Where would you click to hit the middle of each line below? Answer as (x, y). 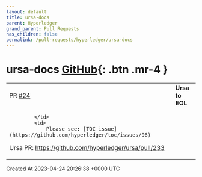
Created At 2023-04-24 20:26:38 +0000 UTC (63, 169)
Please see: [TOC (71, 129)
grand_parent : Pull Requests (43, 29)
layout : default (26, 12)
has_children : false (32, 34)
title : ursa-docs (28, 17)
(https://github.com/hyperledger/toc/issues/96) (80, 135)
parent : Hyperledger (32, 23)
